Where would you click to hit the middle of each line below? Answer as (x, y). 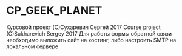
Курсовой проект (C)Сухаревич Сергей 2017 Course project (83, 27)
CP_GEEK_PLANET (54, 11)
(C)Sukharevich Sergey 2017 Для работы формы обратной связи (89, 33)
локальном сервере (32, 46)
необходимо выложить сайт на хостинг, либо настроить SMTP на (91, 40)
